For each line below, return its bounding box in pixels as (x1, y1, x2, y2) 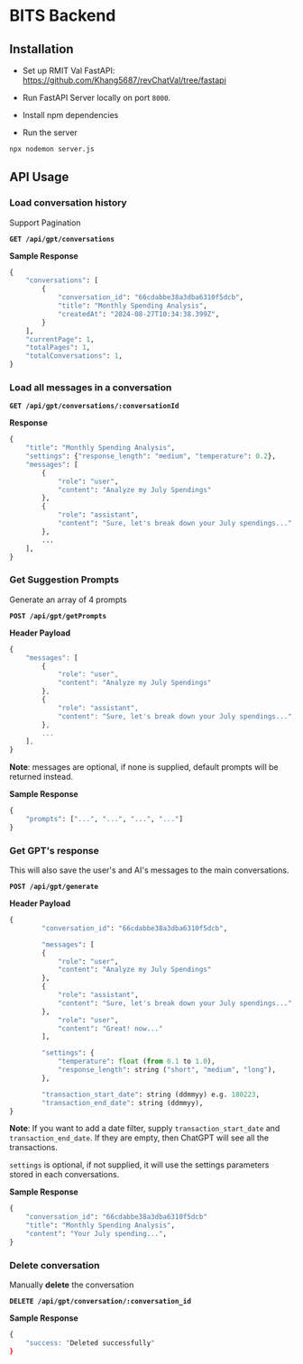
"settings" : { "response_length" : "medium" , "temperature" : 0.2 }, (25, 452, 277, 461)
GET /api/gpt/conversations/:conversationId (9, 402, 179, 411)
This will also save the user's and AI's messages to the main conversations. (9, 865, 289, 875)
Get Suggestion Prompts (9, 573, 120, 586)
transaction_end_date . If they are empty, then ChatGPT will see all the (9, 1132, 270, 1143)
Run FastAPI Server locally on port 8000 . (22, 92, 171, 103)
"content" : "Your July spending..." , (25, 1230, 168, 1239)
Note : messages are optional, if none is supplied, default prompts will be (9, 762, 279, 773)
